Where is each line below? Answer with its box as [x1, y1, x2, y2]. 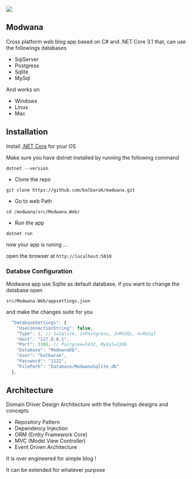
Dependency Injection [14, 425, 68, 432]
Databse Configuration [6, 267, 73, 275]
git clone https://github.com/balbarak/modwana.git [6, 187, 135, 193]
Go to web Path [14, 197, 52, 204]
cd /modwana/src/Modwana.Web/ [6, 209, 80, 214]
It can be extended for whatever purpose [6, 467, 106, 474]
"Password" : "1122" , [16, 358, 67, 364]
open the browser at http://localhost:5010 [6, 252, 112, 259]
